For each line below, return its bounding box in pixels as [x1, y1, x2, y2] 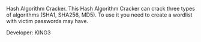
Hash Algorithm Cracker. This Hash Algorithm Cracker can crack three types [6, 5, 195, 12]
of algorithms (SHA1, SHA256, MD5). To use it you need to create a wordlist [6, 11, 193, 18]
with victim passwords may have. [6, 18, 89, 24]
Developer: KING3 [6, 29, 51, 36]
